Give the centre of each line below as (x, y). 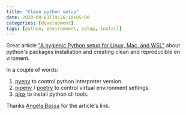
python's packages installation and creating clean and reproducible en (93, 52)
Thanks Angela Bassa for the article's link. (58, 106)
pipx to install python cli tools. (52, 94)
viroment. (18, 58)
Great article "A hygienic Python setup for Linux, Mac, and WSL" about (93, 46)
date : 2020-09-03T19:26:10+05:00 (48, 17)
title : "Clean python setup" (43, 12)
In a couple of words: (32, 70)
